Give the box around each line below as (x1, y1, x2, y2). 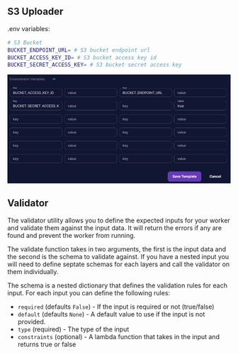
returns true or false (17, 340, 76, 348)
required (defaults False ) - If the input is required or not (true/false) (17, 302, 215, 311)
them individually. (7, 267, 59, 275)
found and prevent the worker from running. (7, 231, 136, 239)
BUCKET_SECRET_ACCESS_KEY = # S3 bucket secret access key (7, 62, 182, 69)
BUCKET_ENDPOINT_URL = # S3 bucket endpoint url (7, 46, 151, 54)
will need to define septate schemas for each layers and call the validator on (7, 260, 230, 268)
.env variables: (7, 24, 50, 33)
